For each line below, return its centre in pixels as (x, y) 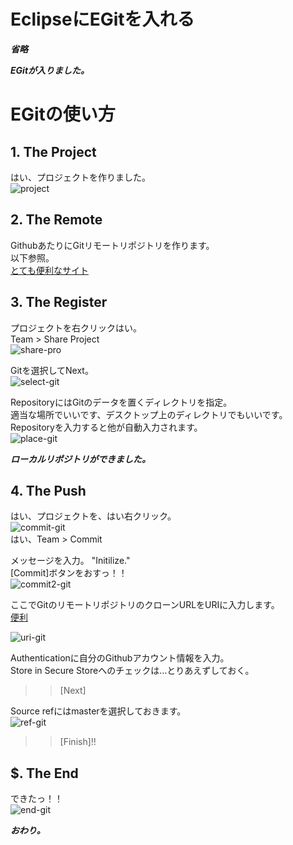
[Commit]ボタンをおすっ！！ (69, 573)
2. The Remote (56, 220)
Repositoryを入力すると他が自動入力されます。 (106, 427)
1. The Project (53, 151)
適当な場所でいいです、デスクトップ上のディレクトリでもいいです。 (149, 414)
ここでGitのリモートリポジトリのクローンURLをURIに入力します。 (145, 605)
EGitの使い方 (63, 114)
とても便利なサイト (49, 270)
